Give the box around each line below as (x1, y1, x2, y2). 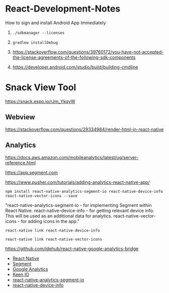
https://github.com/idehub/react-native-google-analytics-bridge (5, 245, 139, 252)
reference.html (5, 160, 36, 166)
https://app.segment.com (5, 169, 58, 175)
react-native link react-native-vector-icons (5, 237, 102, 242)
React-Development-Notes (5, 3, 121, 15)
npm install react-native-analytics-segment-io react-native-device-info (5, 189, 163, 194)
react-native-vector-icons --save (5, 193, 78, 198)
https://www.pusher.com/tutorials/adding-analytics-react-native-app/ (5, 179, 150, 185)
